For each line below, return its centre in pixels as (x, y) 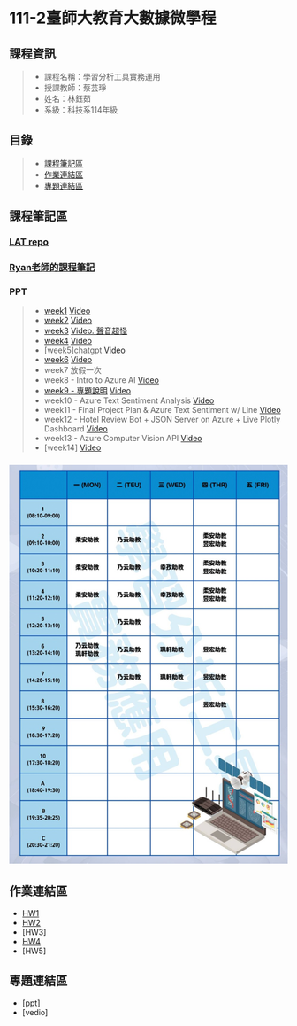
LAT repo (29, 242)
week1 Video (67, 311)
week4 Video (68, 341)
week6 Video (68, 360)
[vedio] (35, 1012)
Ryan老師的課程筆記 (52, 268)
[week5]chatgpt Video (84, 350)
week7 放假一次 (72, 370)
